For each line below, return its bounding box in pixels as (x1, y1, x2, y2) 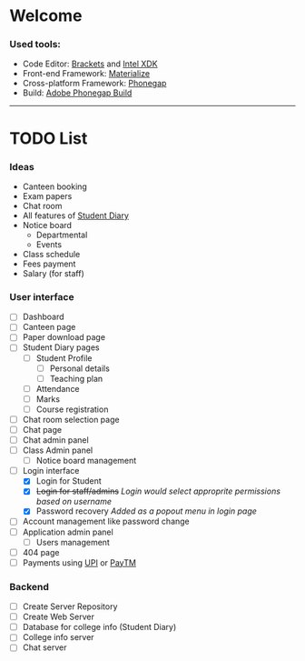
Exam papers (22, 190, 73, 201)
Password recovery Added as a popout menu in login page (35, 506, 257, 516)
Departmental (35, 229, 88, 240)
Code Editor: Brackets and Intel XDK (22, 58, 158, 69)
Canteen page (22, 322, 76, 333)
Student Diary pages (22, 342, 100, 353)
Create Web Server (22, 611, 95, 623)
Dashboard (22, 311, 64, 323)
